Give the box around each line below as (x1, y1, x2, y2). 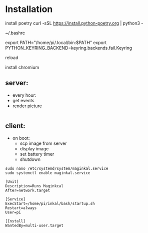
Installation (5, 4, 53, 15)
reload (5, 54, 18, 61)
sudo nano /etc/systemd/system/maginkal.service (5, 166, 108, 171)
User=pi (5, 209, 21, 215)
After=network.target (5, 188, 50, 193)
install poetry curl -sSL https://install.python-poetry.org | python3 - (5, 20, 143, 26)
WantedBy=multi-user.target (5, 223, 64, 228)
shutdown (19, 156, 41, 162)
